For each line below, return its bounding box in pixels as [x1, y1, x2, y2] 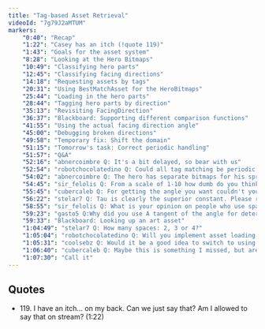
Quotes [8, 282, 46, 296]
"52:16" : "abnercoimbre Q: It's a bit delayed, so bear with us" [22, 159, 242, 166]
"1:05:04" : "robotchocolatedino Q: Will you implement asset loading [22, 232, 256, 240]
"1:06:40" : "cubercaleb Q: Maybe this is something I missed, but [22, 246, 245, 254]
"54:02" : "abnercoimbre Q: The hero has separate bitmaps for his [22, 173, 245, 181]
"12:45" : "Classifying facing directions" [22, 70, 164, 78]
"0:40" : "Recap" [22, 33, 77, 42]
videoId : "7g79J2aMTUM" [8, 19, 87, 27]
